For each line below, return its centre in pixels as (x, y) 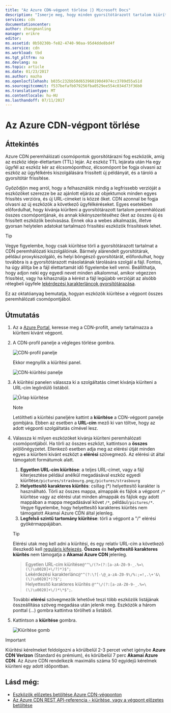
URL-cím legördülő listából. (41, 388)
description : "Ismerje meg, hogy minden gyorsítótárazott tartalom (78, 15)
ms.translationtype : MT (31, 91)
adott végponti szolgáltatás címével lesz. (55, 428)
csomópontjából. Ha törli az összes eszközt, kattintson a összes (80, 444)
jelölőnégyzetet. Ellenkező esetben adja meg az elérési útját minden (84, 449)
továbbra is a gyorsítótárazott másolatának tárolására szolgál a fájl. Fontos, (84, 262)
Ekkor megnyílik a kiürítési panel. (47, 362)
